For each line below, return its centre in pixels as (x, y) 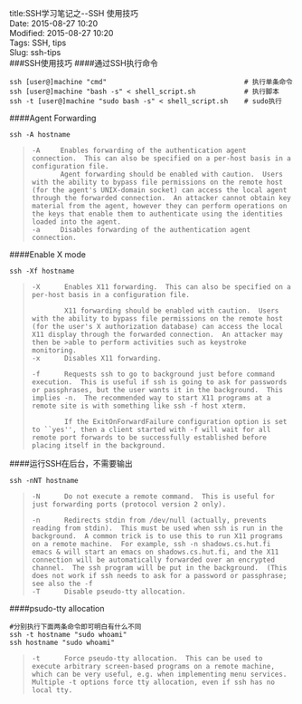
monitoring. (54, 351)
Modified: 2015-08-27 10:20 (61, 33)
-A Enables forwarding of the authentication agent (139, 150)
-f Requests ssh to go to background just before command (153, 374)
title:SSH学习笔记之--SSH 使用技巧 (74, 13)
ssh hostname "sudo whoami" (62, 642)
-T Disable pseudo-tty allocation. (109, 592)
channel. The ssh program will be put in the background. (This (159, 568)
